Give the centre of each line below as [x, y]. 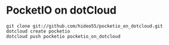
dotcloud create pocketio [38, 31]
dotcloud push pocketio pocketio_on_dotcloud [63, 36]
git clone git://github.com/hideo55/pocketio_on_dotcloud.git [84, 26]
